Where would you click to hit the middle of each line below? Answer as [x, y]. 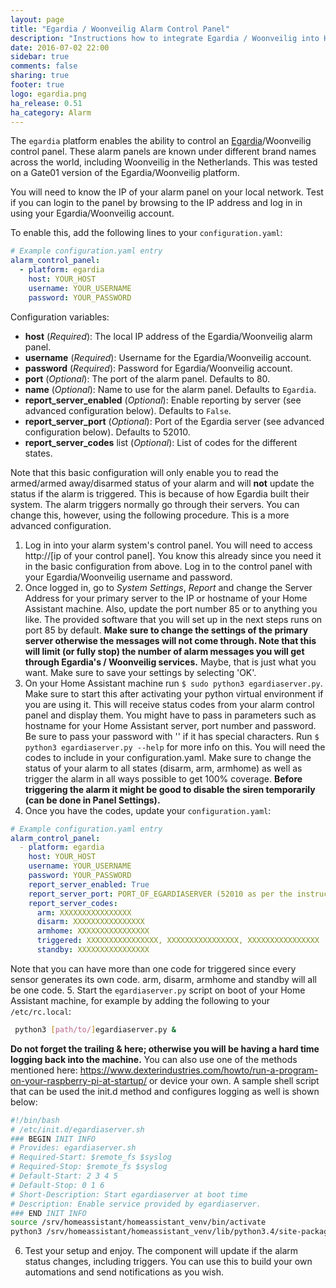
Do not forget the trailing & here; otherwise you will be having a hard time [165, 1048]
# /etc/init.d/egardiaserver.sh [77, 1129]
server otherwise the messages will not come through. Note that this [170, 640]
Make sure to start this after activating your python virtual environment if [174, 693]
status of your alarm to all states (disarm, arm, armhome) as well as [163, 768]
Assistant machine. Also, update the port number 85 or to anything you [171, 608]
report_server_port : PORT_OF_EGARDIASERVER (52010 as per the [160, 894]
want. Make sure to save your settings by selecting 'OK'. [140, 672]
